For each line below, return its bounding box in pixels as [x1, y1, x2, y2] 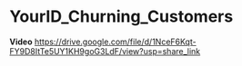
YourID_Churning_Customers [9, 6, 234, 27]
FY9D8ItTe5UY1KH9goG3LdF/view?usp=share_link [9, 45, 201, 56]
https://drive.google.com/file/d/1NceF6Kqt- [34, 36, 197, 47]
